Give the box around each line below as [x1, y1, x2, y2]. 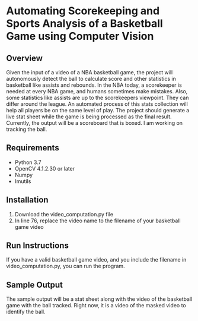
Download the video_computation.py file [14, 210, 114, 218]
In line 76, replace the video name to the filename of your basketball [14, 217, 181, 224]
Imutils [14, 177, 31, 185]
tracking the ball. [6, 126, 47, 133]
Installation [6, 195, 49, 205]
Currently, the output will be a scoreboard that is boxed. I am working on [6, 119, 183, 126]
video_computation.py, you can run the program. [6, 263, 126, 270]
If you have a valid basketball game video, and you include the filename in [6, 256, 187, 263]
